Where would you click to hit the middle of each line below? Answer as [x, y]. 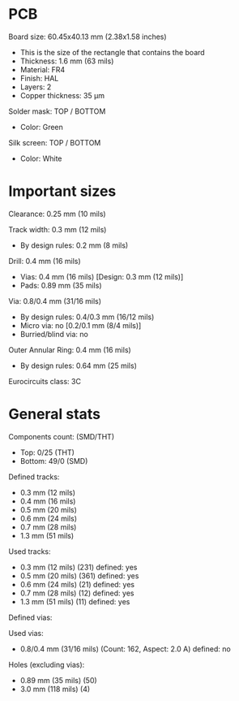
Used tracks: [30, 551]
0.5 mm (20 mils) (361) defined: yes [79, 576]
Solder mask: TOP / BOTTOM [57, 111]
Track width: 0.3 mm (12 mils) [58, 229]
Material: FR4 [43, 69]
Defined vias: [30, 617]
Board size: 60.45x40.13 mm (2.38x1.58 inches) [88, 37]
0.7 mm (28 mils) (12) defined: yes [77, 593]
